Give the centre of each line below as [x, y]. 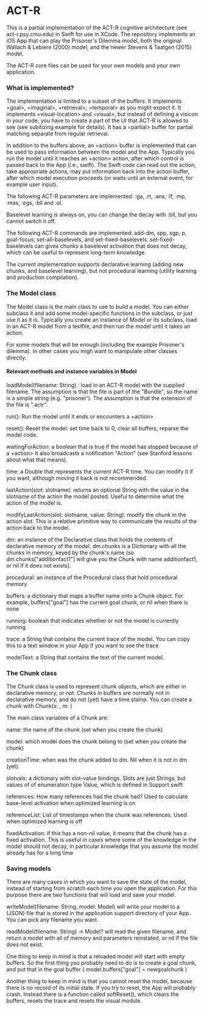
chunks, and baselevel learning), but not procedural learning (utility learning [101, 271]
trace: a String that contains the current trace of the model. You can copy [98, 639]
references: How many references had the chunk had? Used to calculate [97, 796]
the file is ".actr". [27, 404]
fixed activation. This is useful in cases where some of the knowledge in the [101, 840]
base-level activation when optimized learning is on [71, 803]
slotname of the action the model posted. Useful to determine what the [95, 496]
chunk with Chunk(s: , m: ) [39, 706]
